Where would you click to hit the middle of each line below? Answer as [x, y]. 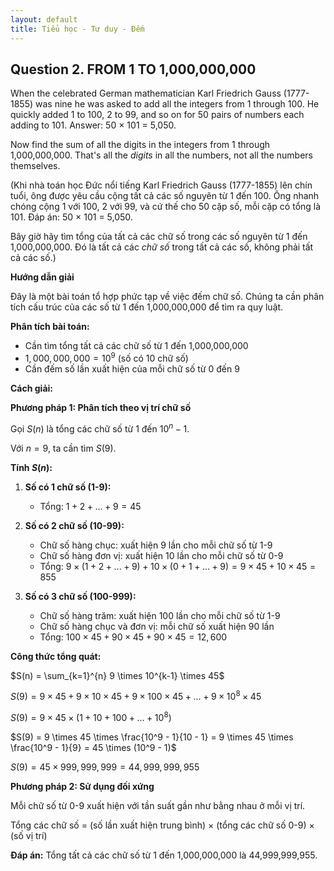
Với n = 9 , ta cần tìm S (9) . [63, 448]
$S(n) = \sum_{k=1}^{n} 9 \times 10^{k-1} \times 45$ [117, 675]
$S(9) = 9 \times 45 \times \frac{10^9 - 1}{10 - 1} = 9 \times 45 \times [152, 737]
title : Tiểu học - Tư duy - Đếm [77, 29]
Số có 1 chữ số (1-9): [68, 487]
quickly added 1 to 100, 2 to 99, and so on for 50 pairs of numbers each [157, 115]
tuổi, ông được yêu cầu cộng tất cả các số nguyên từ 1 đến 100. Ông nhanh [165, 196]
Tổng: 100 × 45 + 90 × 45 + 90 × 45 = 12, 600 [133, 637]
